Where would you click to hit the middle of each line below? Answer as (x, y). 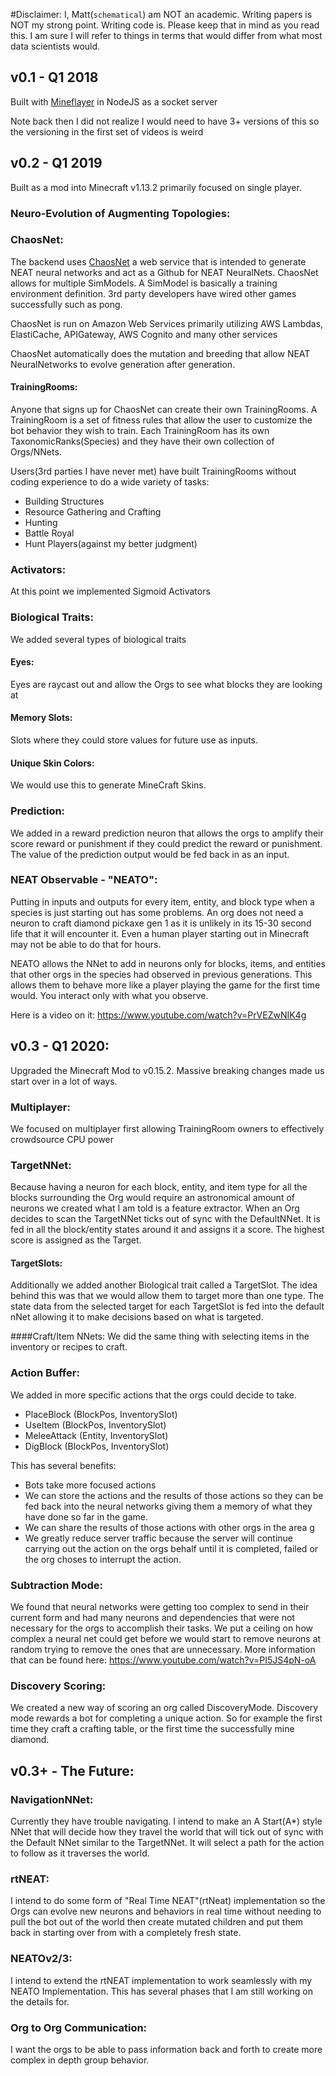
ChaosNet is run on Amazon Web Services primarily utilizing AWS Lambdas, (167, 323)
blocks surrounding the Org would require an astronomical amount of (152, 1198)
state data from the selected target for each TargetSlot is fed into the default (167, 1306)
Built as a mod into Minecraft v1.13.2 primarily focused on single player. (156, 187)
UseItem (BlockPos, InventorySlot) (95, 1425)
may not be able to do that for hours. (86, 944)
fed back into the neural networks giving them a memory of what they (168, 1506)
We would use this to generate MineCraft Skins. (108, 785)
